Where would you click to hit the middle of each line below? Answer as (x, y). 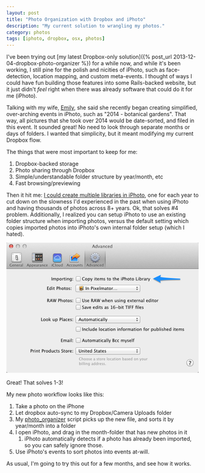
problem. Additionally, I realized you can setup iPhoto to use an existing (96, 215)
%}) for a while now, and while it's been (131, 64)
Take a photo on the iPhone (49, 406)
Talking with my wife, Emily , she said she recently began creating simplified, (102, 108)
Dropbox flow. (24, 140)
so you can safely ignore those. (64, 445)
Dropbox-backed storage (47, 164)
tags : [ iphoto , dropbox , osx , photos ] (56, 39)
